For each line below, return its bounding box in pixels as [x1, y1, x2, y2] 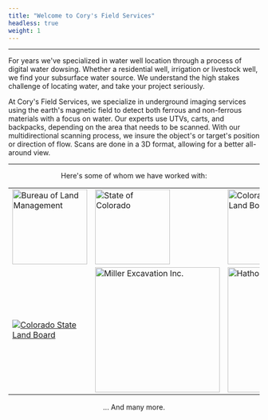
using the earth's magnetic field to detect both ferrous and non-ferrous [8, 106, 242, 115]
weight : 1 [8, 26, 41, 34]
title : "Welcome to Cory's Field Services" [8, 11, 156, 20]
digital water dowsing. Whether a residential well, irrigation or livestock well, [8, 65, 258, 74]
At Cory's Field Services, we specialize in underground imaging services [8, 97, 246, 106]
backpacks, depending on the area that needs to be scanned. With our [8, 122, 241, 132]
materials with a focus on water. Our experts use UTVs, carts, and [8, 114, 225, 124]
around [8, 148, 32, 158]
